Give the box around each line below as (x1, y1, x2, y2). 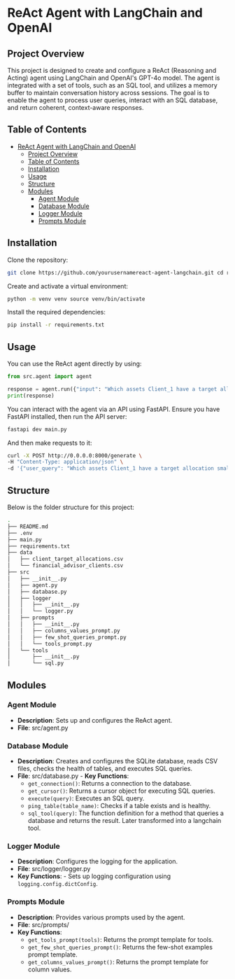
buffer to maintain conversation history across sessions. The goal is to (7, 89, 210, 97)
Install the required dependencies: (7, 308, 106, 317)
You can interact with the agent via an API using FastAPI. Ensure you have (7, 405, 220, 413)
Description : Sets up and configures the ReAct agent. (17, 716, 173, 724)
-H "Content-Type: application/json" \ (7, 459, 124, 466)
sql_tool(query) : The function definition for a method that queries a (27, 809, 224, 817)
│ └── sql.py (7, 660, 64, 667)
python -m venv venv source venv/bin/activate (7, 296, 145, 303)
